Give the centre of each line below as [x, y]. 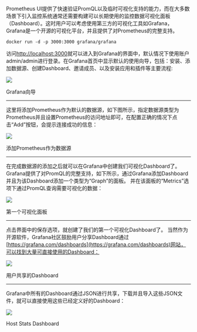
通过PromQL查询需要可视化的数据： [60, 188]
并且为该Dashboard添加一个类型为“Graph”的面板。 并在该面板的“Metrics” [95, 181]
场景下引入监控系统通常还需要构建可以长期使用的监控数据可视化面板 [88, 16]
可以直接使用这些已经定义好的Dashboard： [73, 301]
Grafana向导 [21, 92]
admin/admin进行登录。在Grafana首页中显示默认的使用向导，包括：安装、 [96, 61]
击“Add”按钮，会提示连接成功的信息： [52, 124]
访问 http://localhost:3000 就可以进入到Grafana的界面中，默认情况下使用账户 [98, 54]
